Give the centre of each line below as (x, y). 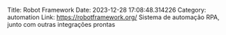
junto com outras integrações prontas (61, 24)
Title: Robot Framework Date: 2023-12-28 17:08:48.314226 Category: (107, 10)
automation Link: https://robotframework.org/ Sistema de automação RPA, (113, 17)
